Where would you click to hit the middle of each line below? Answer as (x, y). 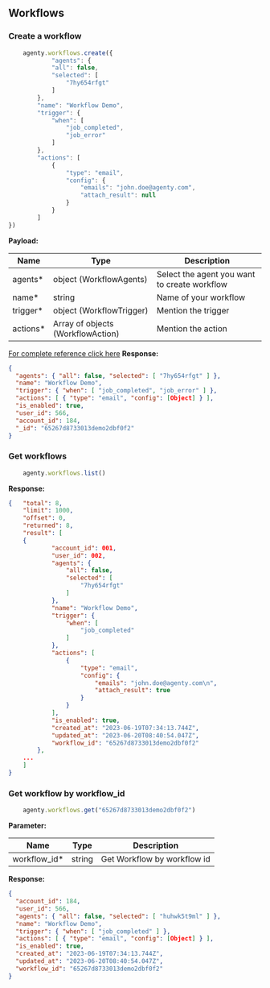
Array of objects (84, 323)
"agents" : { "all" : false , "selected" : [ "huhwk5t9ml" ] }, (118, 916)
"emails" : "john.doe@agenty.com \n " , (156, 683)
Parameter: (27, 826)
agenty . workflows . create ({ (68, 53)
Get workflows (37, 456)
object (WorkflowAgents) (100, 279)
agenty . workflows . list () (64, 473)
